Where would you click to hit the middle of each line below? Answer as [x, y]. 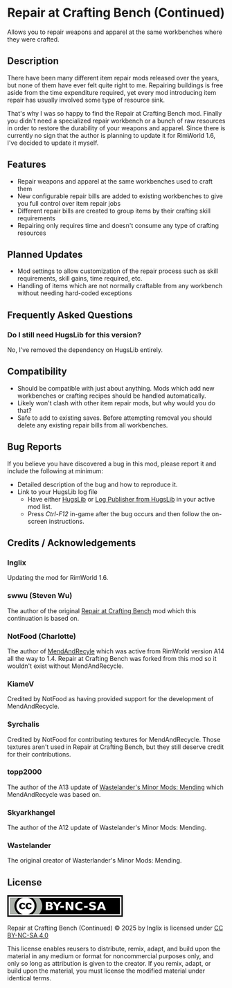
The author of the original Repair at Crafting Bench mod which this [102, 610]
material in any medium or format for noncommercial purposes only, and [110, 956]
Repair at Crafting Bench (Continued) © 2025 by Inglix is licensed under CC [115, 928]
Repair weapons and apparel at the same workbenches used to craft [115, 181]
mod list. [40, 506]
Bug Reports [35, 447]
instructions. [66, 521]
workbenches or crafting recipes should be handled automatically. [111, 396]
